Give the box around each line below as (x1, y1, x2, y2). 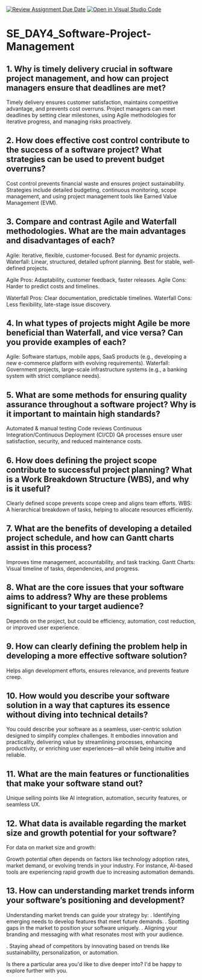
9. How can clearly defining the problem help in (6, 641, 188, 652)
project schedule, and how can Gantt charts (6, 533, 174, 544)
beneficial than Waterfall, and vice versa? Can (6, 328, 183, 338)
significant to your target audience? (6, 602, 144, 612)
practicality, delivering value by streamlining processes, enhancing (6, 738, 172, 746)
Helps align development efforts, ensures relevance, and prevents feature (6, 667, 189, 674)
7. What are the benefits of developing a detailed (6, 524, 192, 534)
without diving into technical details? (6, 709, 148, 719)
